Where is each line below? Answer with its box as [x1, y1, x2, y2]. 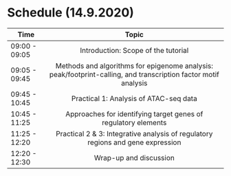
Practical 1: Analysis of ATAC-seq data [71, 93, 197, 103]
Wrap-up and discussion [93, 153, 175, 162]
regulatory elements [102, 118, 167, 127]
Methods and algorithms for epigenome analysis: [55, 60, 213, 70]
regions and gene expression [87, 137, 181, 147]
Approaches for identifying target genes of [65, 109, 203, 118]
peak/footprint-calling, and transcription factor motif [49, 69, 220, 79]
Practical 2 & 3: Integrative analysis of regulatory [56, 129, 213, 138]
